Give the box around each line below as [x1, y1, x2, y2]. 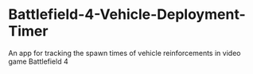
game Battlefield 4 [8, 57, 69, 66]
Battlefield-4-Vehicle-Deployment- [8, 6, 247, 24]
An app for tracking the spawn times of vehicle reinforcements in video [8, 48, 241, 57]
